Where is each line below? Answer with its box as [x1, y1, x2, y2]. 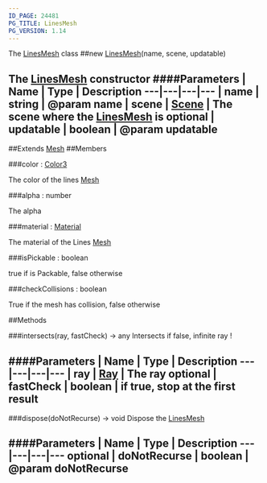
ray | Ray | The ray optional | [73, 367, 217, 381]
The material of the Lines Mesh [8, 237, 112, 247]
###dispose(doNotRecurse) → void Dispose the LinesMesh [8, 414, 205, 423]
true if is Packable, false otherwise [8, 269, 123, 279]
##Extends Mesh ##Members [8, 144, 107, 154]
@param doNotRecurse [8, 462, 129, 476]
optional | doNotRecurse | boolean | [67, 449, 249, 463]
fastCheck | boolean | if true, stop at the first [8, 379, 236, 393]
